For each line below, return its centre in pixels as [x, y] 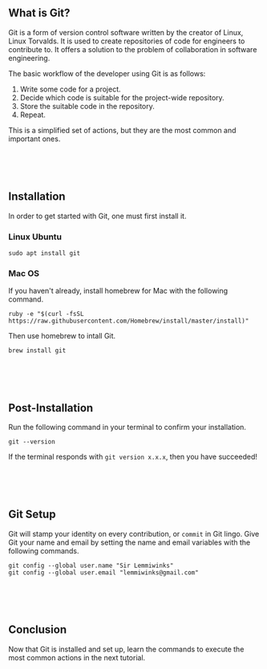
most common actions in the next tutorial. [77, 657]
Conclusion [38, 630]
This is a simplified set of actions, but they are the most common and [122, 130]
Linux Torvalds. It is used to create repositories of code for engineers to [127, 41]
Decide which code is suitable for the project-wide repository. [122, 97]
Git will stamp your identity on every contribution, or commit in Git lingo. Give [134, 533]
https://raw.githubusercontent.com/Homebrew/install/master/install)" [129, 321]
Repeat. [33, 115]
